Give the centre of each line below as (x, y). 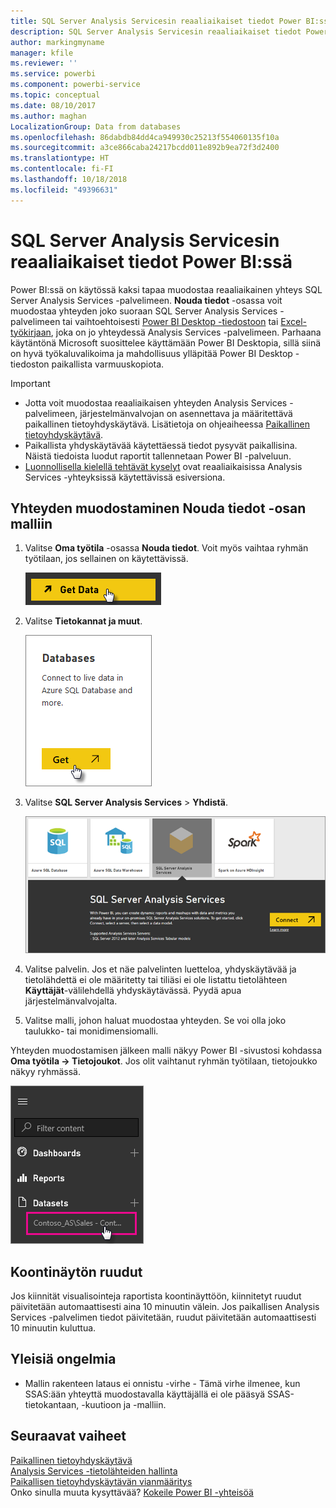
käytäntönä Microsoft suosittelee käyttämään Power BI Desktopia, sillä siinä (166, 342)
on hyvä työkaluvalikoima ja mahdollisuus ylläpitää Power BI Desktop (151, 353)
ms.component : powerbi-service (75, 85)
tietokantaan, (52, 1404)
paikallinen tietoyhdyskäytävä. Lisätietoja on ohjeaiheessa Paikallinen (167, 424)
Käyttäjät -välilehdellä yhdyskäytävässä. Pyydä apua (133, 991)
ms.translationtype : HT (60, 158)
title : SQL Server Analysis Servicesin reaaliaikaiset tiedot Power (156, 21)
